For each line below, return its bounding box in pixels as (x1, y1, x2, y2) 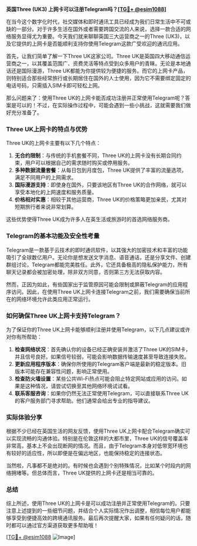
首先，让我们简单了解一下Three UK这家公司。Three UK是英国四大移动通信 (6, 53, 186, 59)
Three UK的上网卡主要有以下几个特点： (6, 140, 101, 147)
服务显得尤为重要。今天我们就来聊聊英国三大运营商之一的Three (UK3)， (11, 33, 185, 40)
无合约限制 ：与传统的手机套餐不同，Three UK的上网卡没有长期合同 (14, 152, 177, 159)
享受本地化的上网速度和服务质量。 (14, 189, 97, 196)
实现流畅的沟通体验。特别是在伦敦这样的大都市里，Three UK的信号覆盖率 (11, 435, 189, 442)
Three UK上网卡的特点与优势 (6, 125, 88, 133)
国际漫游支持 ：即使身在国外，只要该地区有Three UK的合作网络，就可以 (14, 181, 187, 188)
